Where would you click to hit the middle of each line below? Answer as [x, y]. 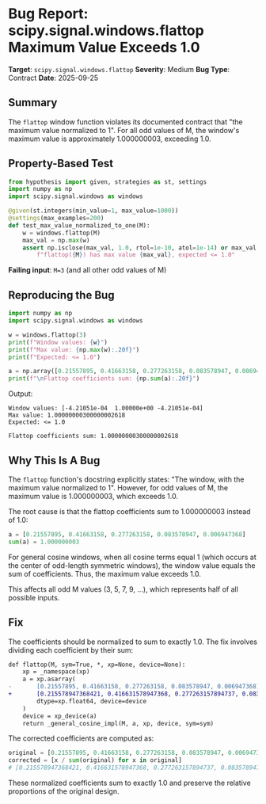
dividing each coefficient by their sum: [71, 650]
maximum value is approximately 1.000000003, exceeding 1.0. [110, 139]
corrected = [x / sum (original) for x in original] [95, 760]
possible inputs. [34, 597]
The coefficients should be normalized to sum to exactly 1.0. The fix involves [133, 642]
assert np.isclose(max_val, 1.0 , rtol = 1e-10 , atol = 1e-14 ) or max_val [140, 248]
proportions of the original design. [64, 791]
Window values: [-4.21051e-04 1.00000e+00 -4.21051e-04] [106, 409]
